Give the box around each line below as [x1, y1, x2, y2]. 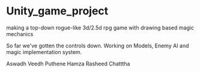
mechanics [6, 30, 34, 37]
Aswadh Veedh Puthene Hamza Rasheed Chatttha [6, 60, 130, 67]
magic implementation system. [6, 48, 82, 55]
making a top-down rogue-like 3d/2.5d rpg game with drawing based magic [6, 24, 194, 31]
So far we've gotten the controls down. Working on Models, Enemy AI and [6, 42, 189, 49]
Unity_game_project [6, 4, 109, 18]
